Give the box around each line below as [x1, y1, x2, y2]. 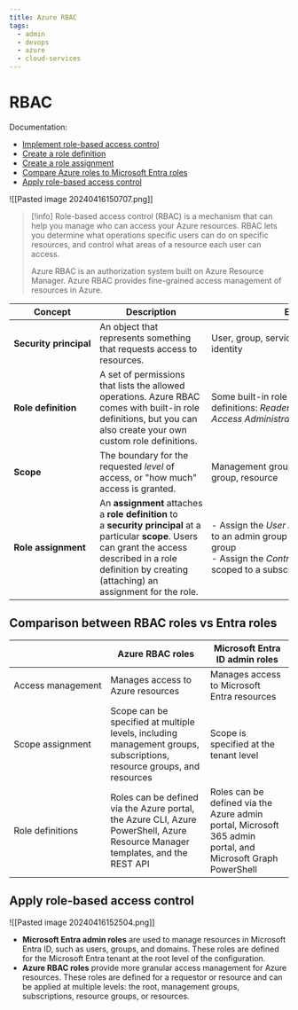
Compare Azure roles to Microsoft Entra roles [21, 167, 188, 177]
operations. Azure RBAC [99, 390, 200, 403]
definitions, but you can [99, 412, 198, 425]
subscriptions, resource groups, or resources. [21, 990, 190, 1001]
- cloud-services [17, 54, 82, 63]
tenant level [209, 748, 259, 761]
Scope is [209, 726, 247, 739]
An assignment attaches [99, 497, 203, 509]
